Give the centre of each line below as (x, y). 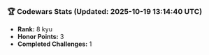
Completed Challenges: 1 (55, 44)
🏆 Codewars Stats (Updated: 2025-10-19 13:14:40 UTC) (105, 11)
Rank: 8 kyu (35, 29)
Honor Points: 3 (41, 37)
